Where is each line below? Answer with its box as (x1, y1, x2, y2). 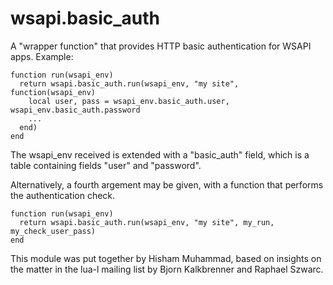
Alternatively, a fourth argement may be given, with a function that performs (10, 178, 324, 191)
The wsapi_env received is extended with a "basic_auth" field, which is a (10, 148, 310, 161)
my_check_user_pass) (10, 226, 97, 236)
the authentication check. (10, 189, 116, 201)
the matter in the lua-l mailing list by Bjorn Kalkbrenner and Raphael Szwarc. (10, 263, 324, 275)
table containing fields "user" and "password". (10, 159, 202, 171)
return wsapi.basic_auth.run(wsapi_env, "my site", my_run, (19, 217, 275, 227)
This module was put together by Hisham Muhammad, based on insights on (10, 252, 322, 264)
